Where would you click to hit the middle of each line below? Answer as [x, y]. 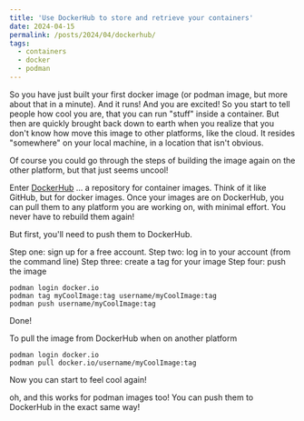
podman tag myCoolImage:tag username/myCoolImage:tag [113, 296]
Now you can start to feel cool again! [78, 379]
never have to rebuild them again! [72, 216]
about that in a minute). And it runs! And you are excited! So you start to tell [150, 104]
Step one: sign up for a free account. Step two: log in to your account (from [150, 252]
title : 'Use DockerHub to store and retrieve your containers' [132, 18]
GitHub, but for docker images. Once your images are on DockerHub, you [147, 197]
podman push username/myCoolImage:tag [83, 304]
